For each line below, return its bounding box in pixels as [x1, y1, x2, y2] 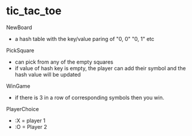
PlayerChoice [6, 105, 39, 112]
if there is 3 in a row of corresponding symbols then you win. [14, 94, 165, 101]
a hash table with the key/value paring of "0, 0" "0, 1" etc [14, 35, 154, 42]
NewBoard [6, 24, 33, 31]
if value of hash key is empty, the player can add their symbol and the [14, 64, 186, 72]
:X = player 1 [14, 117, 46, 124]
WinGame [6, 82, 31, 90]
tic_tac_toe [6, 4, 61, 18]
